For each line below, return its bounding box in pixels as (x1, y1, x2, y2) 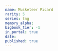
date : (5, 34, 16, 39)
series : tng (5, 16, 29, 21)
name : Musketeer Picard (5, 7, 54, 12)
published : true (5, 39, 38, 44)
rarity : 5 (5, 12, 25, 17)
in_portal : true (5, 30, 38, 34)
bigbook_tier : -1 (5, 25, 40, 30)
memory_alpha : (5, 20, 34, 26)
